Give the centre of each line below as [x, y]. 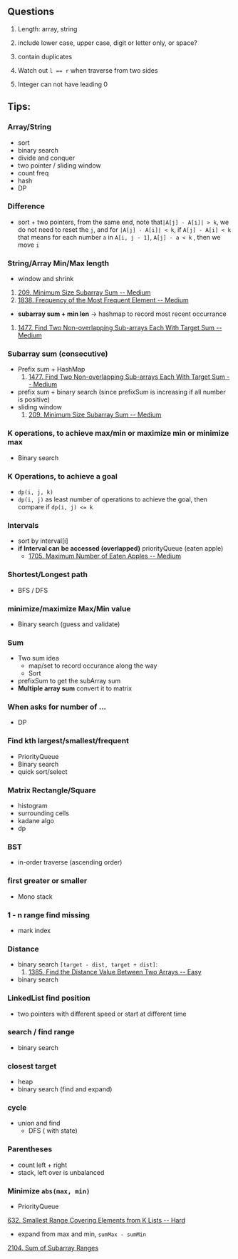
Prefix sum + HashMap [51, 369]
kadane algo [36, 821]
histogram [32, 806]
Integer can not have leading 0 [63, 84]
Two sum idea [38, 658]
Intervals [23, 525]
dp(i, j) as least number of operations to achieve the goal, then [113, 499]
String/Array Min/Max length [58, 263]
